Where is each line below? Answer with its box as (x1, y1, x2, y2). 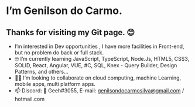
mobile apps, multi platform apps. (14, 81, 95, 87)
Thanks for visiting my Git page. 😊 (6, 27, 135, 37)
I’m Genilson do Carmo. (6, 4, 123, 18)
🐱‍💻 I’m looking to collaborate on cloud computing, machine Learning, (14, 74, 182, 81)
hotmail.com (14, 95, 45, 102)
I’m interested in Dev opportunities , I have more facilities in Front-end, (14, 43, 184, 50)
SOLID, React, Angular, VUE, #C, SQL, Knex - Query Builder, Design (14, 62, 177, 68)
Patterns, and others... (14, 68, 69, 75)
